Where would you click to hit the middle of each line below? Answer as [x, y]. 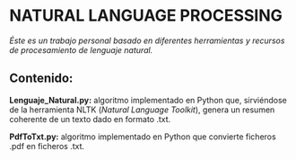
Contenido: [41, 79]
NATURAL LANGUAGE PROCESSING [146, 16]
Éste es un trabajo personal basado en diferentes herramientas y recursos [147, 40]
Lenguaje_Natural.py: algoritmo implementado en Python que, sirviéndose [148, 100]
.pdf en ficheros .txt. [47, 146]
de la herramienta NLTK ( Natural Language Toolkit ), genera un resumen [142, 110]
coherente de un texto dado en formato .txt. [90, 119]
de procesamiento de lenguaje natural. [81, 49]
